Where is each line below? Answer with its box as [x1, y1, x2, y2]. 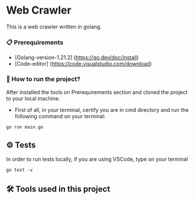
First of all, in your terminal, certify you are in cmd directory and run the [14, 106, 189, 113]
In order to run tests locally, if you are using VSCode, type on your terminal [6, 156, 188, 163]
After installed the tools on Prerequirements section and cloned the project [6, 88, 188, 95]
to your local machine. [6, 95, 60, 102]
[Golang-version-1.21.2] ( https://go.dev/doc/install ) [14, 54, 139, 61]
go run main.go [6, 124, 44, 130]
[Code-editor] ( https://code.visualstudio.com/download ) [14, 60, 152, 67]
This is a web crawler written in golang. [6, 23, 102, 30]
